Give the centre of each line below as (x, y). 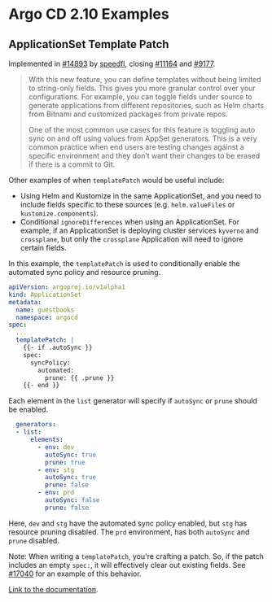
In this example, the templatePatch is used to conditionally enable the (124, 264)
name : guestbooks (45, 310)
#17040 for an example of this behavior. (75, 574)
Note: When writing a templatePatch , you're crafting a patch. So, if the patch (136, 556)
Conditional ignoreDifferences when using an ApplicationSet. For (130, 222)
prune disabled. (34, 540)
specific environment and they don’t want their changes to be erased (144, 156)
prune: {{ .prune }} (79, 378)
